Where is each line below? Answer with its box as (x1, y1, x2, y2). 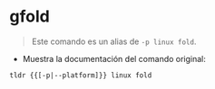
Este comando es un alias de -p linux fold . (31, 36, 197, 47)
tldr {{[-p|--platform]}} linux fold (9, 70, 152, 80)
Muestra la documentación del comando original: (22, 53, 207, 64)
